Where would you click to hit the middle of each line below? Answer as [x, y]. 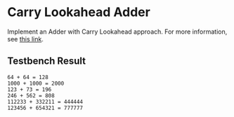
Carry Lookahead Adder [79, 12]
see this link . [26, 39]
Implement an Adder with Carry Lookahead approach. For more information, [117, 32]
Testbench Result [47, 61]
